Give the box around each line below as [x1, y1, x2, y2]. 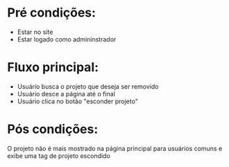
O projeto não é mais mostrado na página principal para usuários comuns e [7, 144, 223, 152]
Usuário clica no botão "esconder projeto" [17, 97, 139, 105]
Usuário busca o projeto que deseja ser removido [17, 82, 159, 91]
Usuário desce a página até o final [17, 89, 116, 98]
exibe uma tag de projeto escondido [7, 151, 111, 160]
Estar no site [17, 28, 53, 36]
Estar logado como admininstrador [17, 35, 117, 43]
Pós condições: [7, 121, 99, 137]
